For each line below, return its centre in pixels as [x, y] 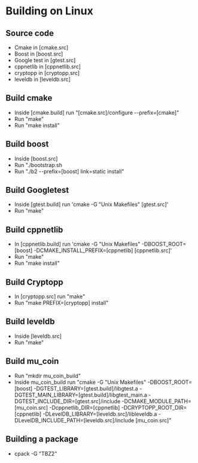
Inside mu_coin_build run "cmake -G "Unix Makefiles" [80, 382]
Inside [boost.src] [36, 158]
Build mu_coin [32, 361]
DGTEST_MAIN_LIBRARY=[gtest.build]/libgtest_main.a [81, 395]
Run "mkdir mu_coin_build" [48, 376]
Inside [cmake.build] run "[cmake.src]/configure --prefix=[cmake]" [97, 113]
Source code [30, 33]
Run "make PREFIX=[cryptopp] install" [61, 303]
